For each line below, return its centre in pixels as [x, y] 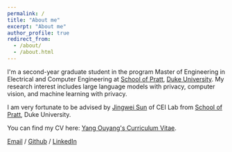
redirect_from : [29, 39]
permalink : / [26, 13]
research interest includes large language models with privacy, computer [111, 86]
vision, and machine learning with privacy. [67, 93]
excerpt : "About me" [37, 26]
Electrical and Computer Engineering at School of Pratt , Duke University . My [116, 79]
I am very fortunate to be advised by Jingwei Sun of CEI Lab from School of [115, 107]
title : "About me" [34, 20]
